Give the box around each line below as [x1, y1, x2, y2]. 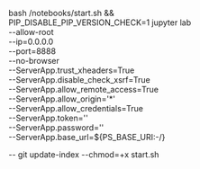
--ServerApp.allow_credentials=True [8, 103, 143, 113]
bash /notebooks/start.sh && [8, 8, 114, 18]
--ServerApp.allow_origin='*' [8, 93, 116, 104]
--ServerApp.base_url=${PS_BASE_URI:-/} [8, 132, 166, 142]
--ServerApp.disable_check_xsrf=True [8, 75, 150, 84]
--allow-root [8, 27, 54, 37]
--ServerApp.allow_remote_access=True [8, 84, 159, 94]
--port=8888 [8, 46, 56, 57]
